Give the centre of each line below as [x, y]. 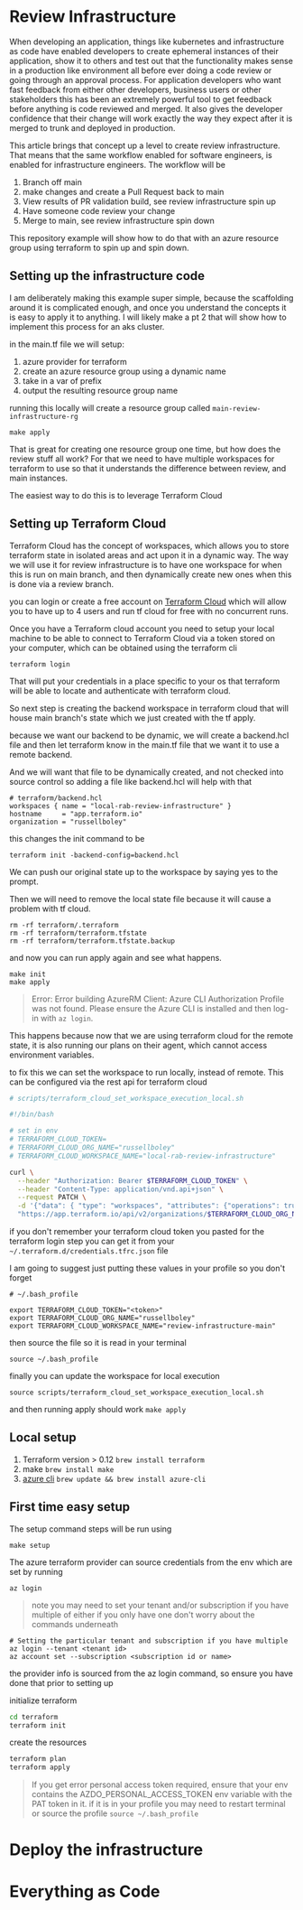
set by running [36, 1571]
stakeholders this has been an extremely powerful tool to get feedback [141, 99]
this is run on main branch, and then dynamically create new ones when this [151, 574]
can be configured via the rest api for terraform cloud [108, 1082]
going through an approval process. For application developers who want [145, 79]
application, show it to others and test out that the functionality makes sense [151, 61]
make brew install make [68, 1468]
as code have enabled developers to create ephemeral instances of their [144, 51]
